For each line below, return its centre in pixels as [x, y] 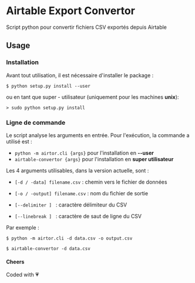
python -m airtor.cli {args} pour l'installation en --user [84, 153]
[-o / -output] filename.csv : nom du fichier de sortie [81, 193]
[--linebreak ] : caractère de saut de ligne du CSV [78, 216]
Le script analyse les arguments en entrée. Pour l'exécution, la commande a [98, 135]
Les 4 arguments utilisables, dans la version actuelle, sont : [78, 170]
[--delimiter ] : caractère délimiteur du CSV [71, 205]
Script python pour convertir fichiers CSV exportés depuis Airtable [87, 27]
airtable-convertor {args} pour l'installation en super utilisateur [94, 159]
